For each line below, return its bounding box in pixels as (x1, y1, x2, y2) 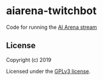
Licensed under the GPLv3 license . (6, 68, 91, 75)
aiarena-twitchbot (6, 4, 97, 18)
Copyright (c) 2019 (6, 56, 52, 63)
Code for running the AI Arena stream (6, 24, 97, 31)
